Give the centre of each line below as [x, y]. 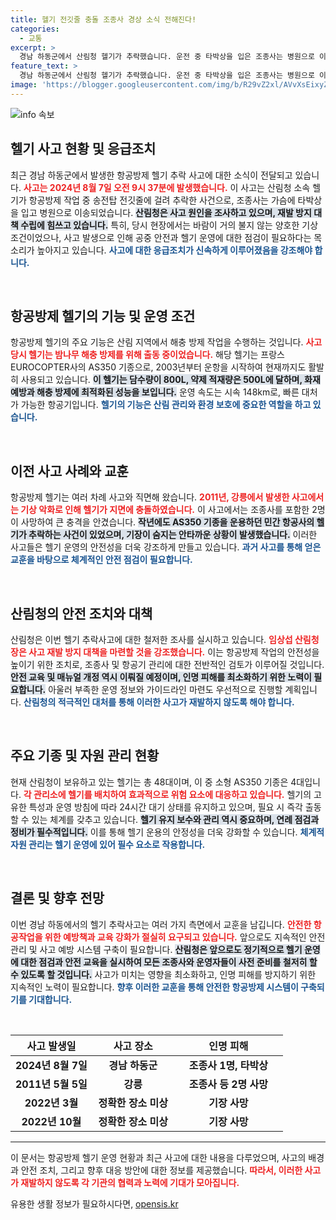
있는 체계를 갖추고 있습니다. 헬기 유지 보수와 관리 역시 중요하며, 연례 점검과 [175, 819]
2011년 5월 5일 [51, 1084]
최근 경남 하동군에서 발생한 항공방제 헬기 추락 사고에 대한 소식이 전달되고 [151, 175]
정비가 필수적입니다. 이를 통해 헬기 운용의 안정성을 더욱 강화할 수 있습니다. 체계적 [167, 832]
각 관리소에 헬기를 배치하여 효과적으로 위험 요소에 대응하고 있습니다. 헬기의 [167, 794]
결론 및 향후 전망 [57, 898]
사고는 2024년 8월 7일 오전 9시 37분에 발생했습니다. [125, 187]
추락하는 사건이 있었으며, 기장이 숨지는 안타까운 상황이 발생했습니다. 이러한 [173, 535]
